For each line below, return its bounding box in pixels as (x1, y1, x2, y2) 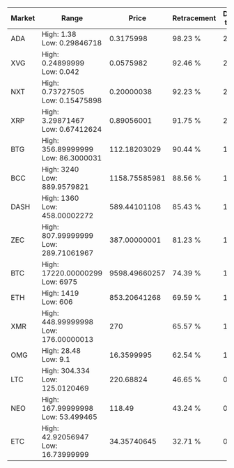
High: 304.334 (41, 366, 91, 375)
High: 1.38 (41, 29, 77, 39)
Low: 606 (41, 297, 73, 306)
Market (10, 13, 36, 23)
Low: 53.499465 (41, 412, 97, 421)
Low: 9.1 (41, 355, 71, 364)
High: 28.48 (41, 346, 81, 355)
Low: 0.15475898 (41, 96, 102, 105)
